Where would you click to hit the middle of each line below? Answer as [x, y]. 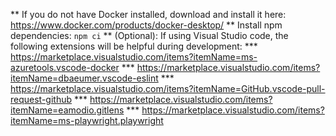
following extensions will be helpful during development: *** [134, 46]
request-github [41, 99]
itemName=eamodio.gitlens [67, 110]
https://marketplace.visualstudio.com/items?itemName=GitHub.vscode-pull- [168, 88]
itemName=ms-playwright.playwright [87, 120]
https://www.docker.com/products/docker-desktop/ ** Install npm [146, 25]
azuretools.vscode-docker [65, 67]
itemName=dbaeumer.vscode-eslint [84, 78]
